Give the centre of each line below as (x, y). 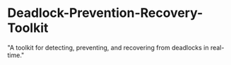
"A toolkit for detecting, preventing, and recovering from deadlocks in (108, 47)
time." (16, 55)
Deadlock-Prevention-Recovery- (105, 13)
